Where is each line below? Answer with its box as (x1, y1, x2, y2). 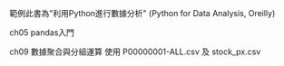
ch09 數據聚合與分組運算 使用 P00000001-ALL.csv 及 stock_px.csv (9, 46, 261, 57)
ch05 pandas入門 (9, 27, 75, 38)
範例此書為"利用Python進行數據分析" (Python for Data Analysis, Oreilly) (9, 8, 276, 18)
